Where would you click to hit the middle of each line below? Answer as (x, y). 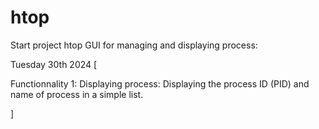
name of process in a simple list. (77, 94)
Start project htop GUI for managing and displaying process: (134, 45)
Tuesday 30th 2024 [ (54, 64)
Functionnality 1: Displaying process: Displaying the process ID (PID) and (160, 83)
